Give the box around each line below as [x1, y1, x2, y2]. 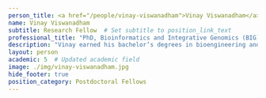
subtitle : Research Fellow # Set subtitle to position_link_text [8, 26, 232, 34]
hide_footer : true [8, 70, 69, 78]
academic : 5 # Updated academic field [8, 56, 140, 64]
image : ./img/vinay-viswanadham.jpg [8, 63, 129, 71]
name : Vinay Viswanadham [8, 19, 90, 27]
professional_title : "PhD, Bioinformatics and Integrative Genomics [8, 33, 239, 42]
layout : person [8, 48, 59, 56]
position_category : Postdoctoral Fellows [8, 77, 147, 85]
